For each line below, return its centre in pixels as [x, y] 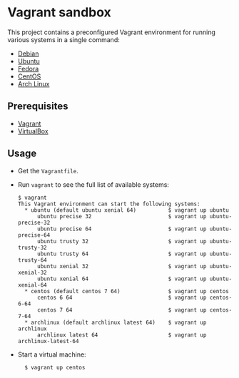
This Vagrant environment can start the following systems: [109, 204]
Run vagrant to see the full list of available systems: [93, 184]
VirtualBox [33, 131]
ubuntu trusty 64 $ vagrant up [122, 254]
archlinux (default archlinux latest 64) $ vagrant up [119, 322]
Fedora [28, 68]
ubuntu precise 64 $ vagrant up [122, 229]
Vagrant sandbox [60, 12]
